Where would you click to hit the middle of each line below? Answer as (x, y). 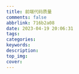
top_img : (17, 56)
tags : (13, 34)
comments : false (26, 17)
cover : (14, 61)
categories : (21, 39)
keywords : (19, 45)
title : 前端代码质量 (29, 12)
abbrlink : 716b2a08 (31, 23)
